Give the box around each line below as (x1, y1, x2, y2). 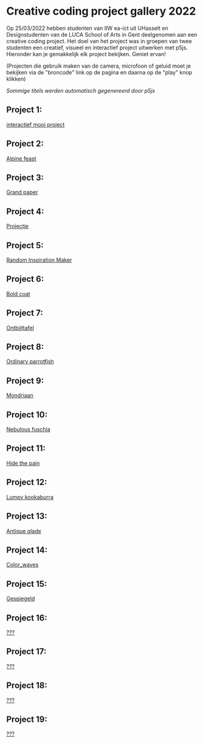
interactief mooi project (6, 121, 65, 128)
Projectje (6, 223, 29, 230)
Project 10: (6, 409, 47, 420)
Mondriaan (6, 392, 33, 399)
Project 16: (6, 612, 47, 623)
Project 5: (6, 240, 44, 251)
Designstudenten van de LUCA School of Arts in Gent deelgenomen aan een (6, 31, 198, 38)
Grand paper (6, 188, 38, 196)
